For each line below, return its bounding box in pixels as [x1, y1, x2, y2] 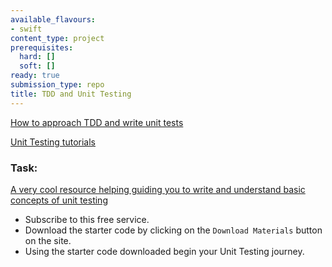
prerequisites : [10, 42, 74, 53]
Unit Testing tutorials [10, 136, 96, 148]
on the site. [24, 234, 72, 246]
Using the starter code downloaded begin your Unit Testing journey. [24, 245, 305, 257]
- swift [10, 24, 43, 34]
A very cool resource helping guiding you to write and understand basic [10, 183, 306, 195]
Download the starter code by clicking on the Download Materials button [24, 224, 323, 236]
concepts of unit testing [10, 194, 108, 206]
